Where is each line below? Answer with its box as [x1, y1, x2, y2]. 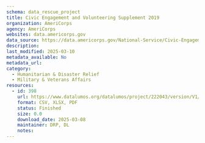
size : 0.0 [17, 111, 43, 117]
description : [6, 43, 40, 49]
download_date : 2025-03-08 [17, 116, 86, 122]
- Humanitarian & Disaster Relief [12, 71, 99, 77]
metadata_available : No [6, 54, 67, 60]
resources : [6, 83, 34, 89]
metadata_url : [6, 60, 43, 66]
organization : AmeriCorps [6, 20, 72, 26]
